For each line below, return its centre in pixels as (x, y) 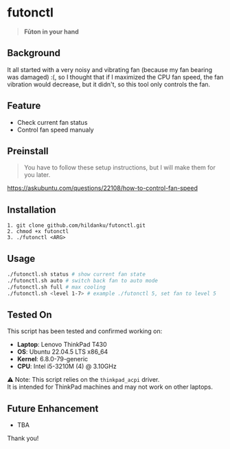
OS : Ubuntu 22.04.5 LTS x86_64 (62, 352)
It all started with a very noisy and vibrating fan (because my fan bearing (110, 69)
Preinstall (28, 151)
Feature (24, 106)
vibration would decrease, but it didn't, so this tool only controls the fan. (109, 84)
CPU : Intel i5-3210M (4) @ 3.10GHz (67, 366)
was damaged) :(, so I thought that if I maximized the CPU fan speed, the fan (115, 77)
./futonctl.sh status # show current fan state (77, 274)
